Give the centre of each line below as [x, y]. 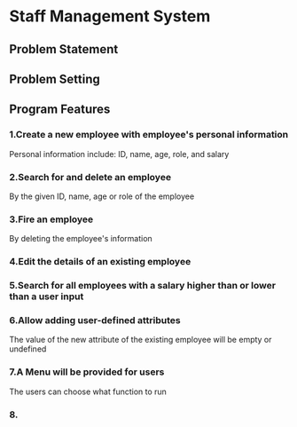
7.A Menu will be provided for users [87, 372]
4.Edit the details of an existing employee [100, 262]
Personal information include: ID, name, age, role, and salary [119, 154]
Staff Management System [110, 16]
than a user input [47, 297]
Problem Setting [55, 79]
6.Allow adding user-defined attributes [95, 320]
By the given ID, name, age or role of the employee [102, 196]
